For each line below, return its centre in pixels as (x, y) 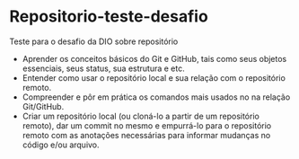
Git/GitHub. (43, 106)
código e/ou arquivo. (61, 145)
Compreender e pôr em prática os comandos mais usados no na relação (156, 97)
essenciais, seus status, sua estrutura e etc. (104, 68)
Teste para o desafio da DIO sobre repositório (94, 41)
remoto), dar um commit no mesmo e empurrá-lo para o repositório (147, 125)
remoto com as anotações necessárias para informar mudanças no (146, 135)
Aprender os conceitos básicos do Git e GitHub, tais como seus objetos (154, 58)
